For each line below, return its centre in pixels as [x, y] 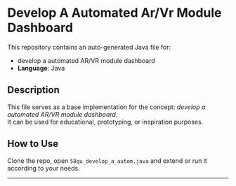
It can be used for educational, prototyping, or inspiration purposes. [105, 122]
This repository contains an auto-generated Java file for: [89, 47]
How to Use [33, 144]
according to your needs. [44, 168]
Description [33, 90]
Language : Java [41, 68]
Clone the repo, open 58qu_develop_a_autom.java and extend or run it [107, 160]
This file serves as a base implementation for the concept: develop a [106, 107]
